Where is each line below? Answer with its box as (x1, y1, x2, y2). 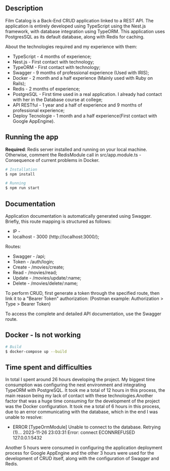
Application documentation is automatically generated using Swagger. (5, 213, 152, 219)
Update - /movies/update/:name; (12, 275, 82, 281)
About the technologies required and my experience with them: (5, 43, 138, 50)
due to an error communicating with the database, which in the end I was (5, 409, 158, 415)
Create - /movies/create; (12, 264, 64, 270)
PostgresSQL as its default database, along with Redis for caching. (5, 33, 145, 40)
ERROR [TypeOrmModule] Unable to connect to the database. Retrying (12, 424, 161, 430)
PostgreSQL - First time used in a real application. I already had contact (12, 91, 162, 97)
